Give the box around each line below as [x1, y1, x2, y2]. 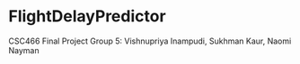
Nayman [8, 44, 40, 55]
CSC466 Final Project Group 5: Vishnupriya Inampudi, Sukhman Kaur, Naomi [8, 36, 292, 46]
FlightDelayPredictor [8, 6, 167, 27]
